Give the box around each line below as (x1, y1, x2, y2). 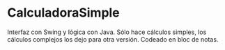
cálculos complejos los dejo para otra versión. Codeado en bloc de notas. (7, 35, 219, 43)
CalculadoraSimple (7, 5, 120, 21)
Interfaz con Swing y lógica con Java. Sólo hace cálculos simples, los (7, 28, 207, 36)
